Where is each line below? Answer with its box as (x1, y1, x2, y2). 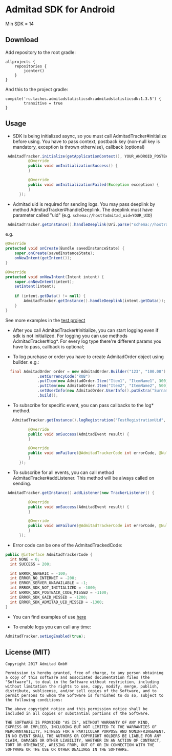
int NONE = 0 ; (10, 557, 40, 562)
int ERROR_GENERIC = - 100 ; (10, 571, 68, 576)
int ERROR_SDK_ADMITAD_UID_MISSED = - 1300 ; (10, 600, 104, 605)
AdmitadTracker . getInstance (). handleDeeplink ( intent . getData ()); (24, 298, 166, 304)
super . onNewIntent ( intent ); (14, 279, 74, 284)
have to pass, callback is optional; (12, 343, 84, 349)
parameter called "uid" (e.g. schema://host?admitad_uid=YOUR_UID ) (12, 212, 153, 218)
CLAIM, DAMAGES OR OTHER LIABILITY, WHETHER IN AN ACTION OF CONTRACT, (5, 738, 161, 743)
